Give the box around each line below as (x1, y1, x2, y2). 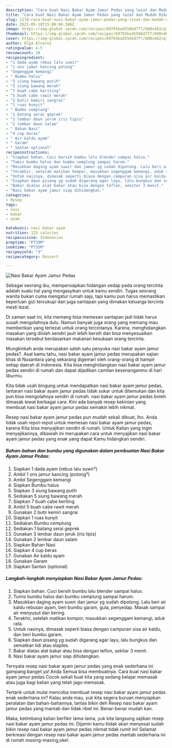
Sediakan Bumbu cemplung (13, 520, 71, 526)
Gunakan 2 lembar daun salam (13, 537, 78, 543)
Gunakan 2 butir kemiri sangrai (13, 509, 78, 516)
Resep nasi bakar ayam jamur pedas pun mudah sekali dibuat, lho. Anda (6, 414, 157, 420)
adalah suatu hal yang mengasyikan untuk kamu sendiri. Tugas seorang (6, 288, 157, 294)
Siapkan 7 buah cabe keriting (13, 498, 75, 504)
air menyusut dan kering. (13, 610, 66, 616)
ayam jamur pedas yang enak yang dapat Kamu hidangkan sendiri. (6, 436, 146, 442)
